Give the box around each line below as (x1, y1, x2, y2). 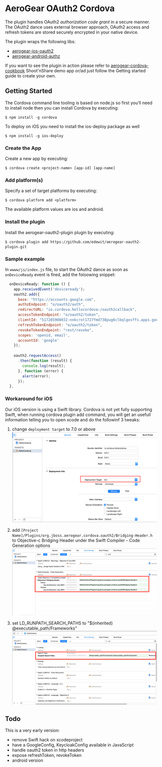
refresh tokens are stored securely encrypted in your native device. (5, 29, 139, 35)
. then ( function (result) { (17, 358, 72, 364)
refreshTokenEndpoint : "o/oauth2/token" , (17, 322, 103, 327)
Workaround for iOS (5, 396, 53, 402)
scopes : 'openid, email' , (17, 333, 70, 337)
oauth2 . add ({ (13, 292, 40, 297)
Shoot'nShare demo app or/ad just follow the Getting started (26, 67, 146, 73)
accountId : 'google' (17, 338, 59, 343)
